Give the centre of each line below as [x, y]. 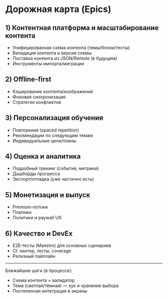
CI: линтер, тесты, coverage [42, 251]
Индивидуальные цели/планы [44, 140]
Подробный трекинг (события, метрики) [55, 169]
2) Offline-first [28, 80]
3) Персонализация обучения [54, 118]
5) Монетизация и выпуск [48, 195]
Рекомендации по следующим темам [53, 135]
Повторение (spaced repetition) [45, 130]
